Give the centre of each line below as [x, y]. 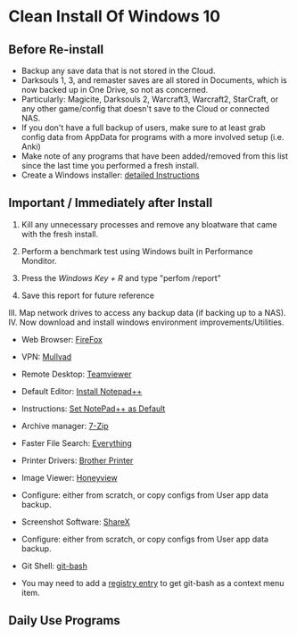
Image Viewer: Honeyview [69, 477]
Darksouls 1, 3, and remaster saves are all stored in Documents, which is [154, 80]
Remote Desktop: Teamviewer [76, 374]
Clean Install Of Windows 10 [114, 17]
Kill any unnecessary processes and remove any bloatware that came [149, 224]
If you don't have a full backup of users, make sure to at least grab [143, 128]
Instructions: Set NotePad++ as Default [93, 409]
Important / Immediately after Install [111, 203]
